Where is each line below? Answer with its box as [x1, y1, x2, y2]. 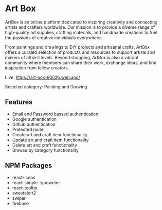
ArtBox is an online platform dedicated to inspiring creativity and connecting [5, 19, 158, 25]
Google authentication [12, 116, 57, 122]
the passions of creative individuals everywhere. [5, 35, 102, 41]
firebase [12, 200, 29, 206]
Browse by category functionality [12, 147, 79, 153]
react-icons [12, 174, 36, 180]
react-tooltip [12, 185, 37, 190]
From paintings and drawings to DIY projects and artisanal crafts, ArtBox [5, 44, 150, 50]
